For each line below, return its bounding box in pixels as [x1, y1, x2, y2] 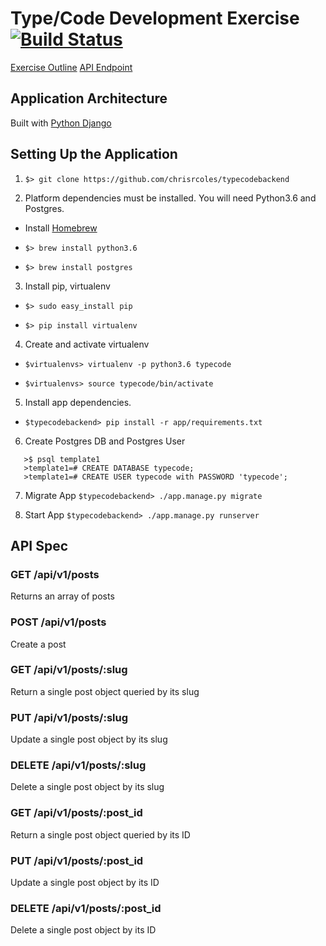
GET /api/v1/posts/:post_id [10, 806, 143, 820]
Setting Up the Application [10, 146, 178, 163]
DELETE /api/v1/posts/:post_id [10, 901, 162, 915]
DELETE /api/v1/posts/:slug [10, 758, 147, 772]
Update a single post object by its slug [10, 733, 168, 746]
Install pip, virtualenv [24, 280, 111, 292]
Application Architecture [10, 90, 168, 107]
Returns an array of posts [10, 590, 115, 602]
